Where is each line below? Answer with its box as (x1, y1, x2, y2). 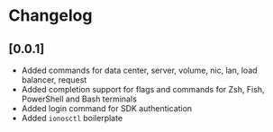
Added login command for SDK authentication (21, 103, 193, 113)
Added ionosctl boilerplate (21, 113, 123, 123)
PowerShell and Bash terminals (21, 93, 137, 104)
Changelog (8, 5, 93, 26)
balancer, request (21, 75, 87, 85)
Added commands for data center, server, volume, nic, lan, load (21, 65, 258, 75)
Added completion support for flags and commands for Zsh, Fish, (21, 84, 265, 94)
